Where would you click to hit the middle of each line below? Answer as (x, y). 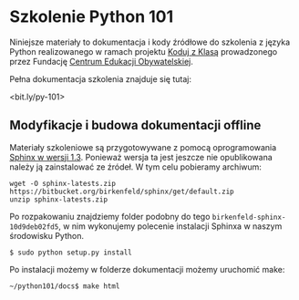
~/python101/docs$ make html (65, 286)
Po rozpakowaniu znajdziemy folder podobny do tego (110, 216)
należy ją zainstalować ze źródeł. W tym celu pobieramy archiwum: (136, 167)
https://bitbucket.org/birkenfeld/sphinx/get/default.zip (122, 191)
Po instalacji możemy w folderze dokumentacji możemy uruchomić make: (147, 269)
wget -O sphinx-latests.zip (63, 183)
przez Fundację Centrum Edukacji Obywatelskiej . (102, 61)
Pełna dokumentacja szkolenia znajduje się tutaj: (100, 78)
